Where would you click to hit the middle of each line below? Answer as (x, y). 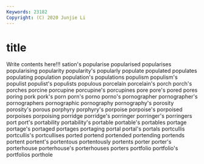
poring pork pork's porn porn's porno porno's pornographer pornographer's (102, 97)
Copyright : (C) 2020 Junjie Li (46, 18)
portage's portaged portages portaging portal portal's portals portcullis (96, 129)
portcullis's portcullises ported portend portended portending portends (95, 135)
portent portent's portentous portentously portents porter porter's (89, 142)
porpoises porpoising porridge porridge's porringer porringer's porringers (99, 116)
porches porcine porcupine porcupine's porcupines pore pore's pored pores (102, 90)
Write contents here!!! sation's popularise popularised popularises (89, 64)
